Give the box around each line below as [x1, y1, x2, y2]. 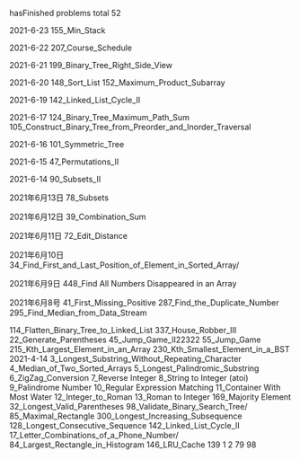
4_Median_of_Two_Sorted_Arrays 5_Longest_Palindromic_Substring [9, 363, 260, 374]
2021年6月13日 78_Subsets [9, 192, 110, 203]
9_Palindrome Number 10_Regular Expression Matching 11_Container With [9, 382, 281, 393]
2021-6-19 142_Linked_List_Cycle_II [9, 94, 141, 105]
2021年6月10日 [9, 250, 65, 260]
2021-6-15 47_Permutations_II [9, 156, 119, 167]
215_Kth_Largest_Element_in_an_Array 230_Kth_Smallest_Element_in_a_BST [9, 344, 290, 354]
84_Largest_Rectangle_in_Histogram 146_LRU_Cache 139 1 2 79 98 [9, 439, 257, 450]
